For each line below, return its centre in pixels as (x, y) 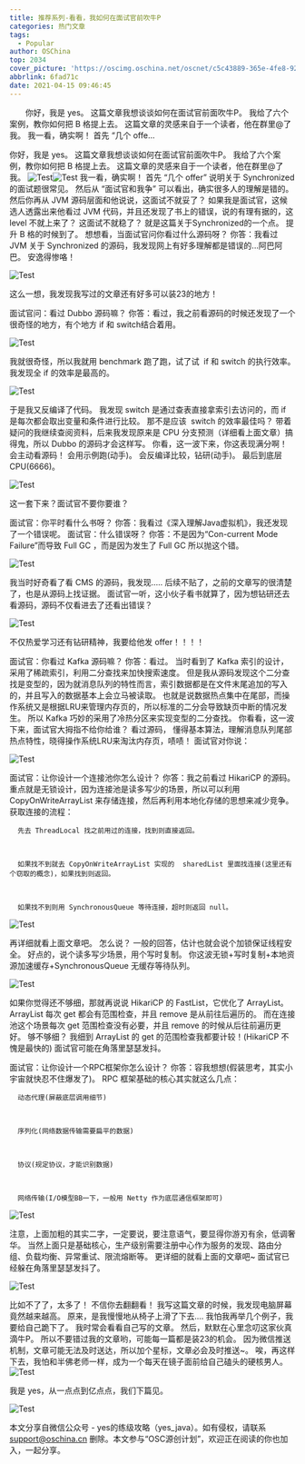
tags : (20, 35)
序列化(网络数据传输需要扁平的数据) (76, 1131)
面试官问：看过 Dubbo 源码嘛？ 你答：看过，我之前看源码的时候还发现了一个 (152, 313)
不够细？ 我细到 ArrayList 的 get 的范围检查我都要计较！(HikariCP (157, 1036)
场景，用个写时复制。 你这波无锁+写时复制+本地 (197, 954)
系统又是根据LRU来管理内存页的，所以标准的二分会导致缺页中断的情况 (148, 706)
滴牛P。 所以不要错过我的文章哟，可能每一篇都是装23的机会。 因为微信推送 (150, 1339)
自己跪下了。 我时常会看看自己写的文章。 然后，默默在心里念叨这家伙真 (158, 1327)
